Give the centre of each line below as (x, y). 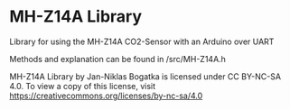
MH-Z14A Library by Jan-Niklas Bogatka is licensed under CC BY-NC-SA (145, 76)
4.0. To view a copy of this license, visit (83, 86)
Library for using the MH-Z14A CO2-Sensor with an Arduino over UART (142, 41)
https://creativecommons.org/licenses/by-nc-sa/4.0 (106, 96)
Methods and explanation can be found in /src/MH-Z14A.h (117, 59)
